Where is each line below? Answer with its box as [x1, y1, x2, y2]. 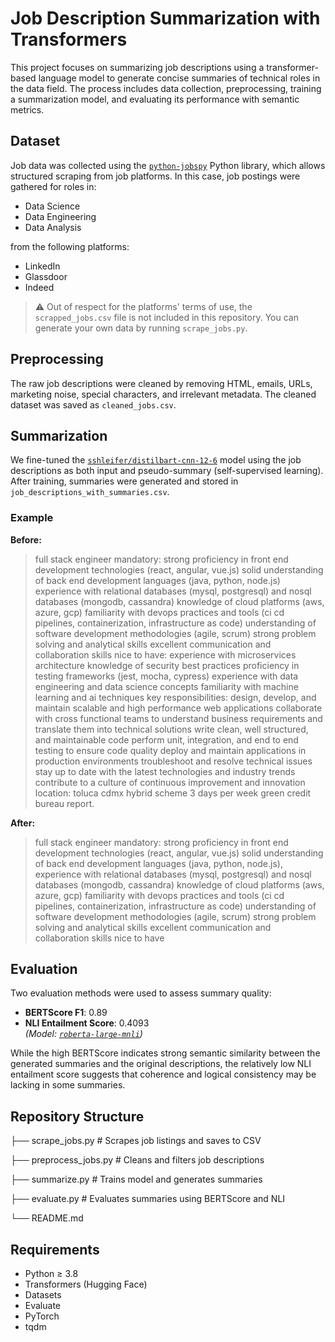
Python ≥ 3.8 [24, 1268, 79, 1280]
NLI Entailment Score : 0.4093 [24, 1017, 150, 1029]
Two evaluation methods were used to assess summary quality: [10, 987, 272, 999]
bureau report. [34, 797, 95, 809]
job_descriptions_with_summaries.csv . [10, 486, 170, 498]
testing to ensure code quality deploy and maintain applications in [34, 744, 307, 756]
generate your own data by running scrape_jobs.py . [34, 322, 248, 334]
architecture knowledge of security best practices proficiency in [34, 659, 300, 671]
